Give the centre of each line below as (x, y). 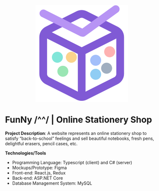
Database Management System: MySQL (52, 183)
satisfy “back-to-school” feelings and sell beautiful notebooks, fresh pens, (79, 138)
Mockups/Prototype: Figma (39, 168)
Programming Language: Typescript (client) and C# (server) (72, 162)
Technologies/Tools (26, 153)
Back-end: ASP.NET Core (37, 178)
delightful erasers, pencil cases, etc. (41, 143)
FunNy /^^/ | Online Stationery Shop (79, 120)
